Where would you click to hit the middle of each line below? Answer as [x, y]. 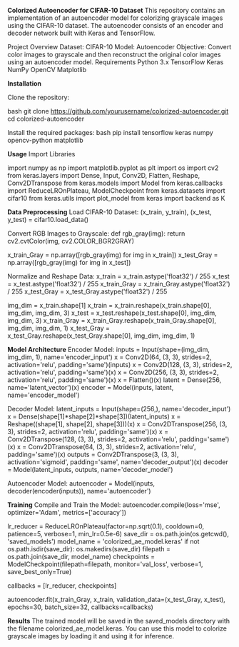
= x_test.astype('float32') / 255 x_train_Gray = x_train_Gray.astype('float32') [119, 284]
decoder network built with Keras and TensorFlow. [81, 33]
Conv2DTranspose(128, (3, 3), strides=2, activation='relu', [93, 439]
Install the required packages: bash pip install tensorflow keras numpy [111, 132]
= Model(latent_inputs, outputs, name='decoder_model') [90, 470]
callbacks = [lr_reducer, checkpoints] [62, 586]
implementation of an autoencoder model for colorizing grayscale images [115, 18]
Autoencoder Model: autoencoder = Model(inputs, [81, 483]
